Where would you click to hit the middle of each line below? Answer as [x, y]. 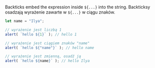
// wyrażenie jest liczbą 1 [33, 30]
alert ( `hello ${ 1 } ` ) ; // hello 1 [41, 34]
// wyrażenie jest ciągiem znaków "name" [47, 43]
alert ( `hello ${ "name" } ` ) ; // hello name [50, 48]
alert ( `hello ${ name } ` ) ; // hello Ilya [47, 61]
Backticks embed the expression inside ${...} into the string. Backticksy [77, 7]
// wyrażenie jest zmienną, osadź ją [43, 56]
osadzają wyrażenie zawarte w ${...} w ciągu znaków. [60, 12]
